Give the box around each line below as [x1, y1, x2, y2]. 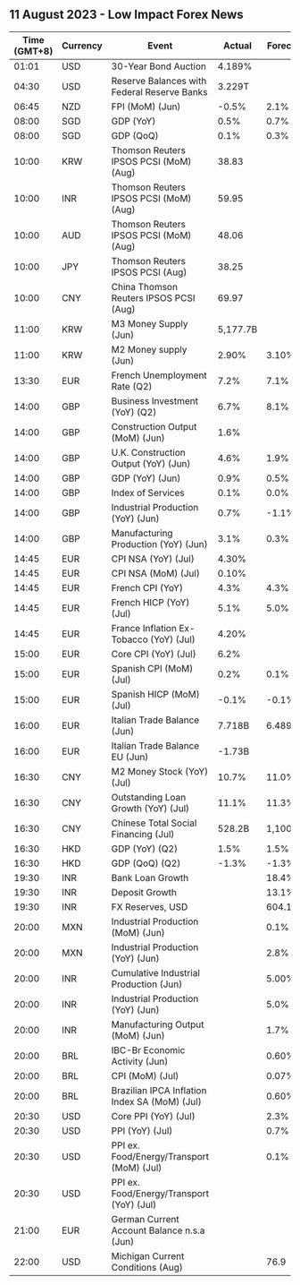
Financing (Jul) [111, 827, 175, 840]
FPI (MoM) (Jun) [111, 100, 181, 113]
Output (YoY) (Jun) [111, 457, 191, 469]
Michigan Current [111, 1249, 185, 1262]
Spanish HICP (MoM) [111, 688, 200, 700]
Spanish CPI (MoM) [111, 662, 194, 674]
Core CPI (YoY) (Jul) [111, 647, 196, 660]
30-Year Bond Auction [111, 60, 207, 73]
